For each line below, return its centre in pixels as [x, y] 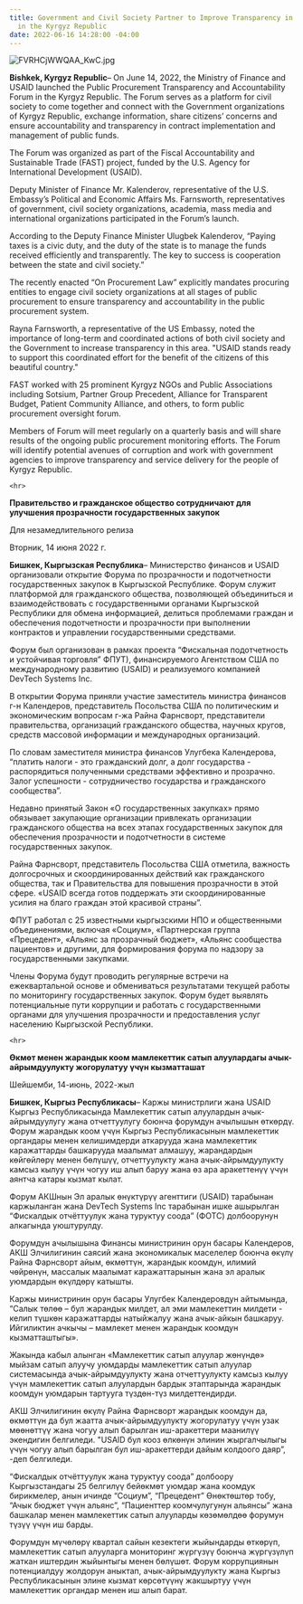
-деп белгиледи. [41, 1459]
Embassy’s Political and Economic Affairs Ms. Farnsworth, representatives [147, 199]
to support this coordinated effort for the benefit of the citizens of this [139, 357]
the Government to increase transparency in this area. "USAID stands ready [150, 348]
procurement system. [49, 311]
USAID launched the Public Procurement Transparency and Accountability [147, 88]
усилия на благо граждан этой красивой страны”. [105, 903]
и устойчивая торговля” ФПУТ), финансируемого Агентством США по [144, 660]
